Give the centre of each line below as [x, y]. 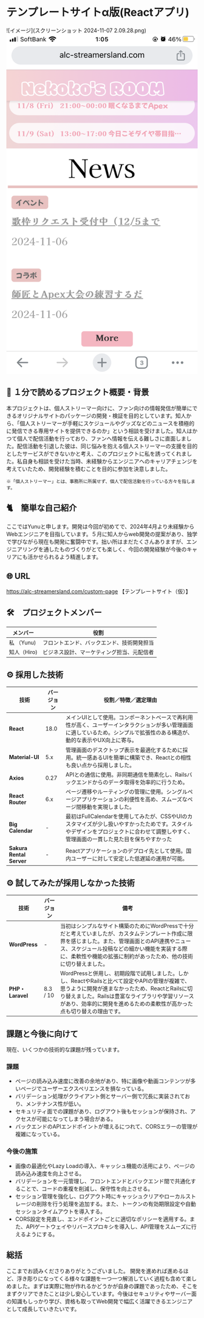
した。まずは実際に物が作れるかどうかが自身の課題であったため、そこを [107, 1286]
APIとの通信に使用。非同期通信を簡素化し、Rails [126, 774]
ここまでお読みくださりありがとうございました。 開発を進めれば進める [95, 1271]
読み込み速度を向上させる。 [50, 1173]
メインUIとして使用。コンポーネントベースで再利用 [129, 717]
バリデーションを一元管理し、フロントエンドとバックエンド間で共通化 [103, 1181]
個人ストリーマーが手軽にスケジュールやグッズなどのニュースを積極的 [107, 423]
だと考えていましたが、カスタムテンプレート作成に [124, 933]
